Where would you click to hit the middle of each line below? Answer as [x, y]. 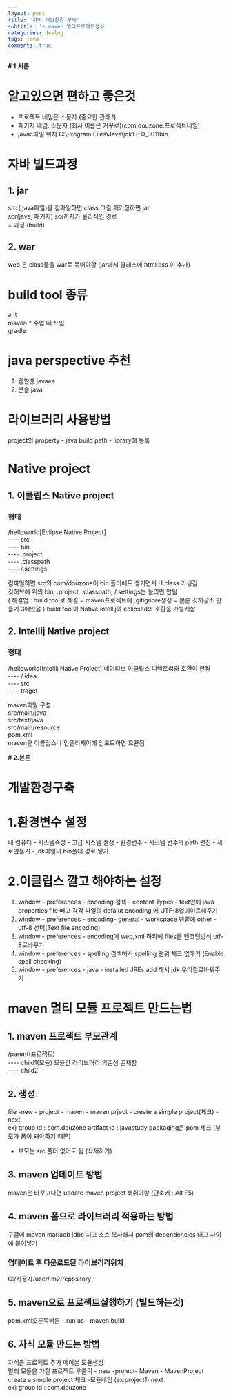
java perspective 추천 [69, 360]
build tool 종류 [48, 295]
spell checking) [40, 962]
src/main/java [27, 713]
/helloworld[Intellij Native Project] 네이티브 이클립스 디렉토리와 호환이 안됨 [109, 669]
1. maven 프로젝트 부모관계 [63, 1036]
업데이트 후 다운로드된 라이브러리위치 [66, 1262]
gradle [17, 330]
